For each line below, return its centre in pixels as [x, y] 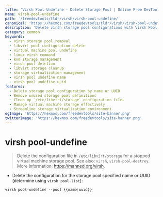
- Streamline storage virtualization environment [60, 109]
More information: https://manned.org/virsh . [61, 166]
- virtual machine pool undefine [43, 50]
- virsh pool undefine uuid [38, 82]
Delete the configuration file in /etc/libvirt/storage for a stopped [83, 156]
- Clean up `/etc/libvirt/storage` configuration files [67, 100]
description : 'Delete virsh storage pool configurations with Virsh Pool [81, 28]
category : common [23, 32]
